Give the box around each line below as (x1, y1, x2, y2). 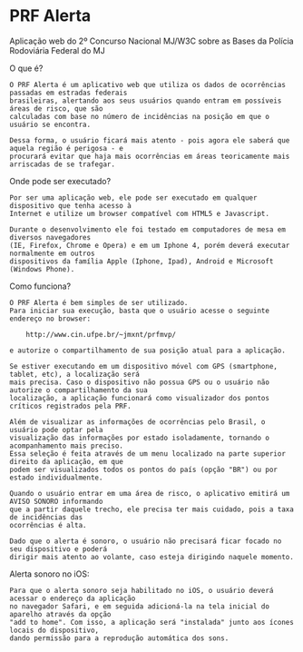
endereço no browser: (9, 314, 92, 323)
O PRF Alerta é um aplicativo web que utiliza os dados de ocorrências (9, 80, 286, 89)
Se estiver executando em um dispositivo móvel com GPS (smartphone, (9, 361, 279, 370)
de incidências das (9, 512, 83, 522)
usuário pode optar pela (9, 425, 103, 434)
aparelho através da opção (9, 609, 112, 618)
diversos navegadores (9, 232, 92, 242)
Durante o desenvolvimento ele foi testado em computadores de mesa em (9, 224, 286, 234)
